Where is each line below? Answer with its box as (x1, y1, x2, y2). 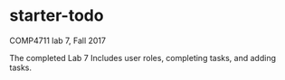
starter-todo (9, 5, 104, 26)
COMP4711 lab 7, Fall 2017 (9, 35, 107, 46)
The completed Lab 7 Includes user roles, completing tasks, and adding (9, 52, 276, 63)
